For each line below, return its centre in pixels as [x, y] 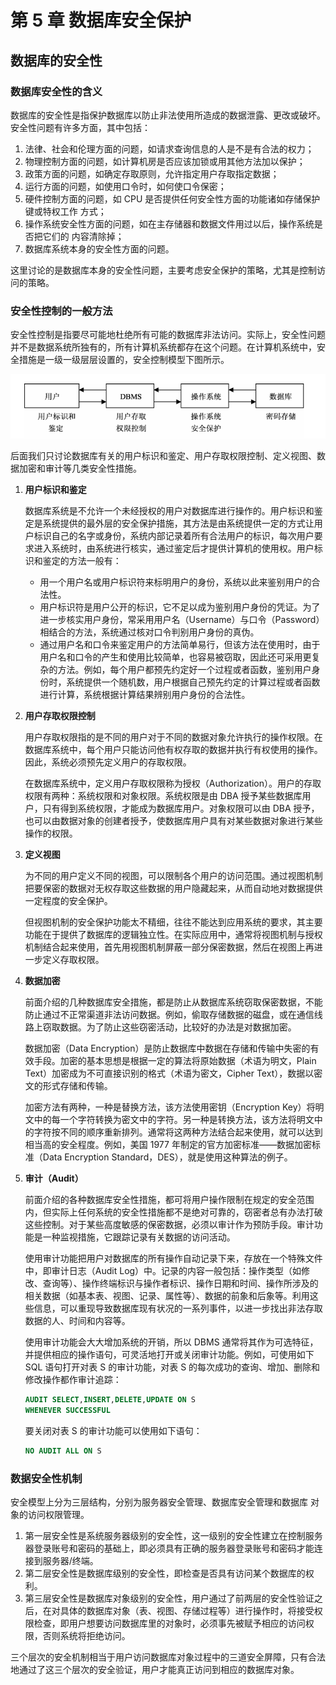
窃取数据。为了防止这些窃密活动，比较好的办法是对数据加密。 [169, 1027]
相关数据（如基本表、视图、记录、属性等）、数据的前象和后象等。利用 [167, 1296]
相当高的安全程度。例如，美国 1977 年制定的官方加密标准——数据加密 [168, 1145]
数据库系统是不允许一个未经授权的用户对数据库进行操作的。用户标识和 [169, 511]
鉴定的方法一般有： [82, 561]
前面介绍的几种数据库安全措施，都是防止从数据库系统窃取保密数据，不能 [173, 1002]
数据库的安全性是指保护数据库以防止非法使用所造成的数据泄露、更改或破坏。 [168, 115]
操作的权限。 [51, 833]
